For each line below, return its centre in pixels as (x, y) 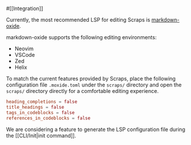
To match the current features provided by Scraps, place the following (91, 79)
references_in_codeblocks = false (48, 118)
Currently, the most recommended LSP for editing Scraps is (78, 20)
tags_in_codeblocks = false (41, 113)
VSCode (25, 55)
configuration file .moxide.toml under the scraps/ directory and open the (94, 85)
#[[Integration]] (25, 8)
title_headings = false (35, 107)
